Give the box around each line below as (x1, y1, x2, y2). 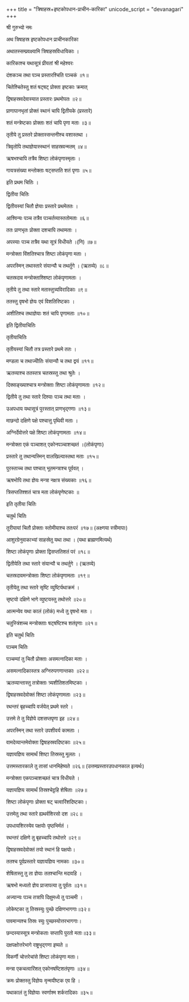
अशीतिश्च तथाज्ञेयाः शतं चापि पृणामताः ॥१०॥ (6, 310, 89, 317)
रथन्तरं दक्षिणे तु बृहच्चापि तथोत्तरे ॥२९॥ (6, 834, 80, 841)
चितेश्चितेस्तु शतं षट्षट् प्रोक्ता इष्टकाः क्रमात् (6, 83, 88, 91)
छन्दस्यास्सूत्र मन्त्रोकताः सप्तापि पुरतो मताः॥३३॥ (6, 929, 95, 936)
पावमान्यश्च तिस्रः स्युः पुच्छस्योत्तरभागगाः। (6, 917, 82, 925)
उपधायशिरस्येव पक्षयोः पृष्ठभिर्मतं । (6, 822, 69, 829)
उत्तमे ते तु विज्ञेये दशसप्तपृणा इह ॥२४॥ (6, 715, 79, 722)
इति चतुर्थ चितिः (6, 631, 35, 639)
